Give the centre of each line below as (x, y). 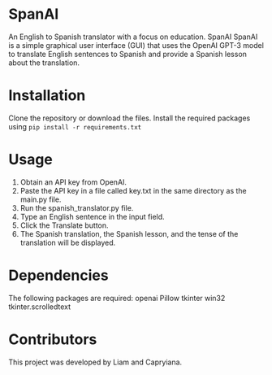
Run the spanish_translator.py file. (77, 207)
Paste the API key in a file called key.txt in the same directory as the (133, 190)
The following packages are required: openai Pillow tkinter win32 (117, 298)
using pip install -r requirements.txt (75, 126)
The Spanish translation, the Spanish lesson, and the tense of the (129, 233)
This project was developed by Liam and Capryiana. (95, 362)
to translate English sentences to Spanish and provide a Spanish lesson (128, 54)
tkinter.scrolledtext (40, 307)
